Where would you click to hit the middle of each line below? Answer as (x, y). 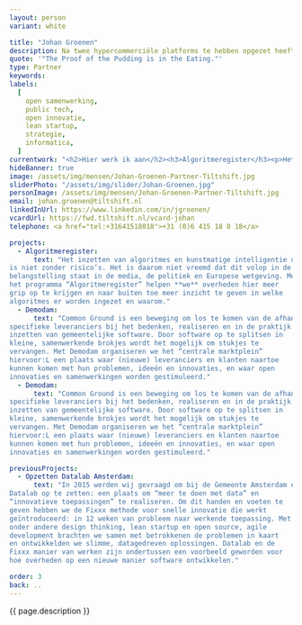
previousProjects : (44, 468)
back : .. (26, 585)
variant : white (38, 26)
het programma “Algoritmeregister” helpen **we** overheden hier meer (144, 285)
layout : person (38, 18)
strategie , (46, 135)
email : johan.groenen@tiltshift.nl (76, 202)
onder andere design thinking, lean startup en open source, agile (138, 527)
